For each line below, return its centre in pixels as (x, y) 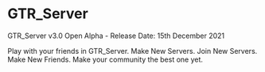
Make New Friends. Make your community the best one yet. (105, 59)
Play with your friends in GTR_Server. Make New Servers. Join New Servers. (132, 51)
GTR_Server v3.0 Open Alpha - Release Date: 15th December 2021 (116, 36)
